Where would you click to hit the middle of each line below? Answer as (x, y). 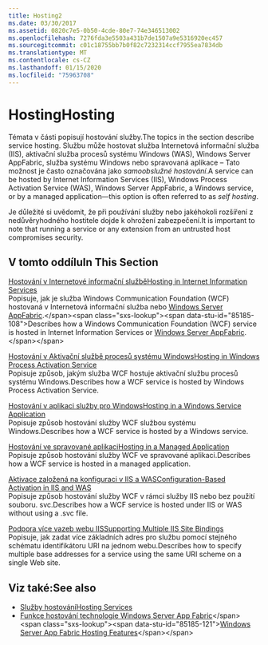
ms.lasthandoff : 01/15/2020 (55, 68)
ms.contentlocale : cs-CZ (49, 61)
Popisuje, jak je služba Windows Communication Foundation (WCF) (119, 299)
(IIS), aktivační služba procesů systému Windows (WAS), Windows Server (130, 153)
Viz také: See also (52, 588)
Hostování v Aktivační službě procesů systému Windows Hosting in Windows (134, 356)
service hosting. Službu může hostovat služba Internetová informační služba (134, 145)
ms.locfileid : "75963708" (51, 75)
